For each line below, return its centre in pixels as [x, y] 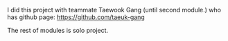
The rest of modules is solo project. [58, 30]
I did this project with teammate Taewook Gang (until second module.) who [114, 10]
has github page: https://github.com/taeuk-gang [76, 17]
